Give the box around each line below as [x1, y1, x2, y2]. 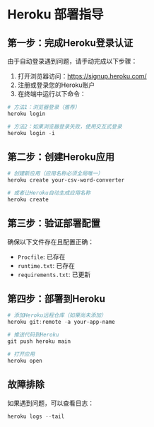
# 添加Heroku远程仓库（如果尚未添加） [7, 312, 107, 319]
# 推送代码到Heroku [7, 332, 59, 339]
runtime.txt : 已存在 [17, 261, 76, 269]
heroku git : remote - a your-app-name [7, 319, 115, 326]
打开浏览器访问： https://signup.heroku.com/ [17, 72, 147, 80]
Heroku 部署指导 [7, 6, 104, 23]
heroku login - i [7, 129, 55, 136]
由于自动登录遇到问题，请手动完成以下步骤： [7, 57, 138, 65]
